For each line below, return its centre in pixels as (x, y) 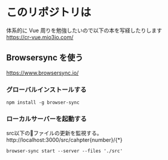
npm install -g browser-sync (43, 103)
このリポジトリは (49, 12)
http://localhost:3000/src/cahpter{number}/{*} (64, 140)
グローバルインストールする (47, 90)
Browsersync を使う (45, 58)
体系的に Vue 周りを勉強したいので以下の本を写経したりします (84, 30)
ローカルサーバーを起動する (47, 119)
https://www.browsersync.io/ (43, 73)
